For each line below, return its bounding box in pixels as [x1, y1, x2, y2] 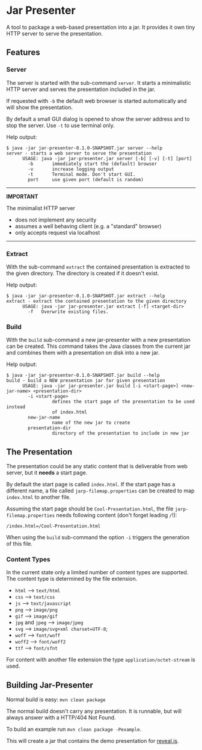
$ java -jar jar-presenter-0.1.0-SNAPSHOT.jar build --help [6, 373, 161, 379]
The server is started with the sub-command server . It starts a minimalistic [6, 79, 191, 86]
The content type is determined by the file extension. [6, 575, 138, 583]
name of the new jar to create [52, 420, 130, 426]
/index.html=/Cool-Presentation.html [6, 523, 101, 530]
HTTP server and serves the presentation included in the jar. [6, 85, 156, 93]
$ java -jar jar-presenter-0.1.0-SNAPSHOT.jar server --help [6, 145, 163, 151]
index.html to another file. [6, 494, 71, 501]
